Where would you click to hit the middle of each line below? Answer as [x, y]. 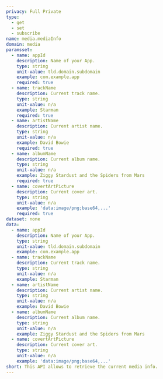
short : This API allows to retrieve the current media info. [82, 367]
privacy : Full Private [34, 11]
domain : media [23, 45]
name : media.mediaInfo [34, 39]
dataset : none [23, 219]
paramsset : [19, 50]
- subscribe [26, 33]
